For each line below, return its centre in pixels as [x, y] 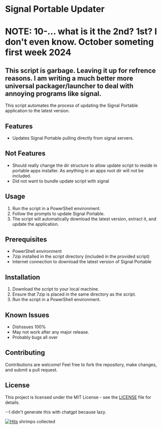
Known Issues [27, 315]
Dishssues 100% [29, 327]
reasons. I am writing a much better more [69, 78]
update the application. [36, 224]
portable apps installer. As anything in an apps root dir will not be [78, 170]
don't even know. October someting [80, 42]
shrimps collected [37, 421]
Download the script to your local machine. [55, 289]
